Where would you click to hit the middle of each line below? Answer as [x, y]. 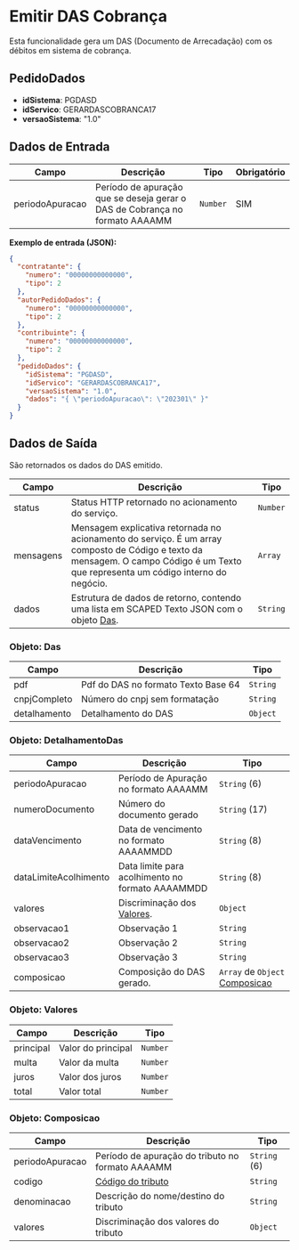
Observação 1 [148, 929]
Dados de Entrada [60, 147]
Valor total [80, 1091]
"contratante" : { [49, 267]
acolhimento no [151, 877]
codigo [28, 1181]
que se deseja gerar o [141, 198]
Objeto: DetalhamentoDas [66, 741]
